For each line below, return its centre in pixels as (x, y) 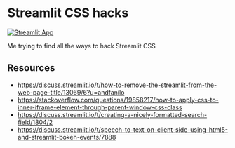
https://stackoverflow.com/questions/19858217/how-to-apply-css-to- (118, 100)
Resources (31, 68)
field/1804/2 (35, 122)
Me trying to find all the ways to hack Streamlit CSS (81, 46)
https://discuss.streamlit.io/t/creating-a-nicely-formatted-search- (112, 114)
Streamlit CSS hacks (68, 13)
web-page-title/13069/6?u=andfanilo (71, 92)
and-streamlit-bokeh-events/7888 (67, 137)
